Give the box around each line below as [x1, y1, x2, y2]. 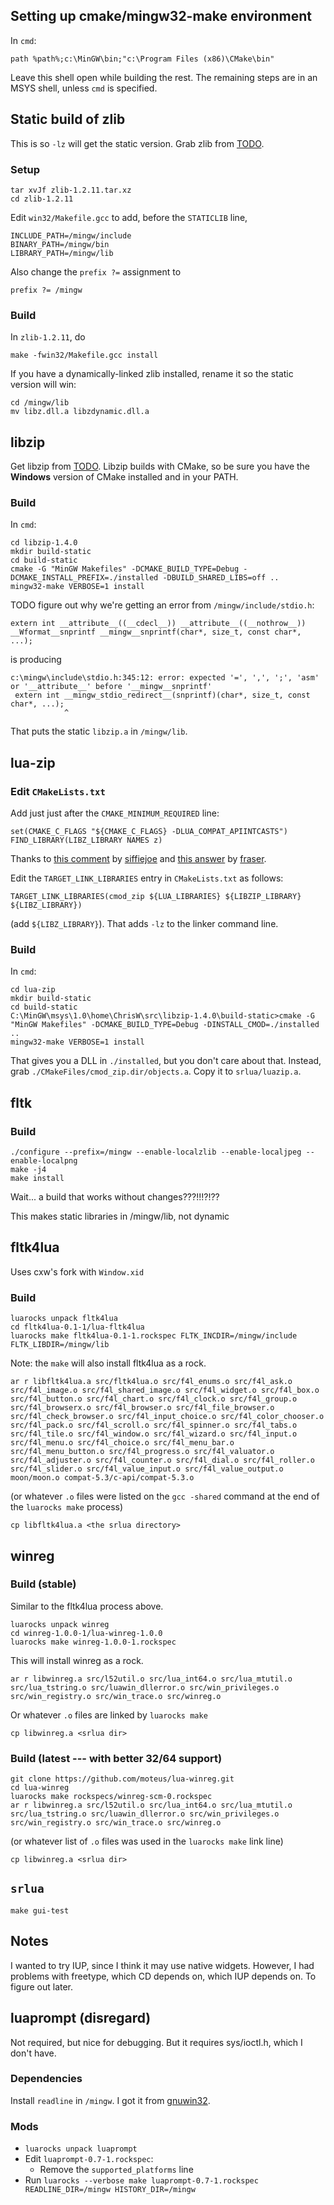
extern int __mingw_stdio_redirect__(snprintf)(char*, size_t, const [14, 690, 311, 701]
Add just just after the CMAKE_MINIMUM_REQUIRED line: [10, 807, 220, 819]
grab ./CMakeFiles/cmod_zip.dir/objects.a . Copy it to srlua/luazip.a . [10, 1065, 302, 1078]
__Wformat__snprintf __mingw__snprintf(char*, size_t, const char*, [10, 627, 302, 638]
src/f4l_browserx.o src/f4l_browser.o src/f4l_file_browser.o [10, 1403, 275, 1413]
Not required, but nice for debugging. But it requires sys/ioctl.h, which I [10, 2036, 303, 2048]
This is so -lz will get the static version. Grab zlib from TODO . [10, 137, 265, 149]
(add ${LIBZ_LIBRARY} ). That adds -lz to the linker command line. [10, 918, 279, 930]
